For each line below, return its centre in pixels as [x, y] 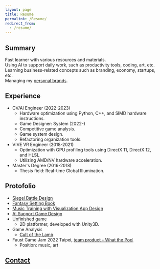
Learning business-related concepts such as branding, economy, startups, [80, 70]
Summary [20, 48]
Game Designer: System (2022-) [52, 123]
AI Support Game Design [37, 213]
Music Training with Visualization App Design [58, 208]
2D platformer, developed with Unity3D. [59, 224]
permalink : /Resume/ [26, 19]
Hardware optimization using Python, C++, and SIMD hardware [83, 113]
